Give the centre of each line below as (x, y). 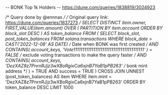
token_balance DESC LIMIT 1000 (39, 87)
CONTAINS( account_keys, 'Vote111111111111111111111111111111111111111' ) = (79, 50)
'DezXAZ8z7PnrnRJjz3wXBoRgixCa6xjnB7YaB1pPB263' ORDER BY (75, 82)
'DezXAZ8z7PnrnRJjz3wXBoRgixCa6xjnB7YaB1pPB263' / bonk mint (76, 66)
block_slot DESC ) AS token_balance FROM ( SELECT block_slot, (73, 33)
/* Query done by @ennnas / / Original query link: (57, 17)
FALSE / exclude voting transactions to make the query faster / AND (76, 55)
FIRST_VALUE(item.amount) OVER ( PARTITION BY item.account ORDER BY (84, 28)
